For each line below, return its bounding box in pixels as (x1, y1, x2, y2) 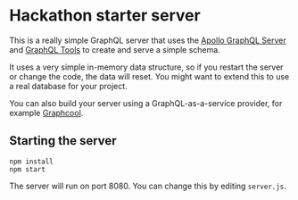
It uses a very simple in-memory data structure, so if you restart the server (9, 62, 284, 72)
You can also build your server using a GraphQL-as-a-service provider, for (9, 97, 283, 108)
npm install (9, 157, 54, 166)
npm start (9, 164, 46, 174)
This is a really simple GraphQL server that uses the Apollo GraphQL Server (9, 35, 287, 46)
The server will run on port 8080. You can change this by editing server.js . (9, 180, 287, 191)
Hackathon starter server (9, 5, 201, 26)
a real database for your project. (9, 80, 128, 91)
